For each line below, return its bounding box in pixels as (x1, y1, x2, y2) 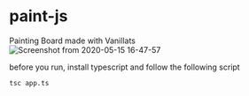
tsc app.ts (9, 78, 50, 87)
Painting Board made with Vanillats (9, 35, 136, 46)
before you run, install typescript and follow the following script (9, 62, 241, 72)
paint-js (9, 6, 68, 26)
